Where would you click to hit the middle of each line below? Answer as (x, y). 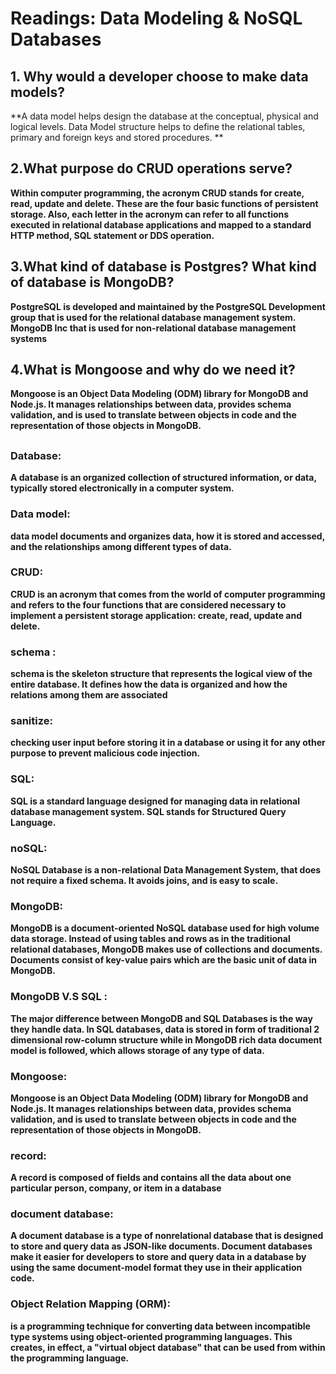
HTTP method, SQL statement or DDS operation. (112, 235)
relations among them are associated (89, 695)
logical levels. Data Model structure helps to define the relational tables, (158, 126)
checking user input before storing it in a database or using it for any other (168, 743)
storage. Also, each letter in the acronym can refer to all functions (150, 214)
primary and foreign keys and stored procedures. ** (117, 137)
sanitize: (31, 721)
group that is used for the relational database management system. (153, 317)
